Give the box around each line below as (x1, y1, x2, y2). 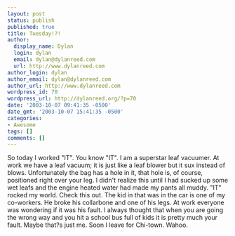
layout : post (7, 10, 46, 18)
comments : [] (7, 134, 46, 141)
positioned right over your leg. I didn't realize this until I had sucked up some (7, 176, 229, 185)
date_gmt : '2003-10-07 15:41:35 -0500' (7, 108, 124, 115)
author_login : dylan (7, 69, 68, 76)
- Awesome (7, 121, 36, 129)
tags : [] (7, 128, 33, 135)
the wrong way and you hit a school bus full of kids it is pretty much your (7, 214, 217, 222)
